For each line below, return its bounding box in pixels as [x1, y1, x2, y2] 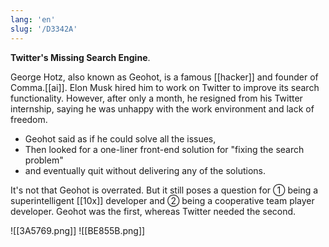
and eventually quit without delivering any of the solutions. [24, 164, 266, 176]
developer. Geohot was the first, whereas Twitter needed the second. [10, 205, 297, 217]
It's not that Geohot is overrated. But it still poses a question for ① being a [10, 184, 319, 196]
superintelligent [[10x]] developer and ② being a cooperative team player [10, 194, 315, 206]
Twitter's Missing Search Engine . [10, 51, 151, 63]
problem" [24, 154, 64, 166]
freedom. [10, 113, 48, 125]
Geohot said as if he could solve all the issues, [24, 132, 217, 145]
